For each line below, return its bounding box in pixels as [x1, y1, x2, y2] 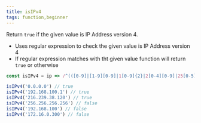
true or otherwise [14, 61, 59, 69]
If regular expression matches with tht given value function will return [14, 55, 186, 62]
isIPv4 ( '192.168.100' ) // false [6, 106, 87, 112]
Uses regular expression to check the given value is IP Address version [14, 42, 190, 50]
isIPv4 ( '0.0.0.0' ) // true [6, 84, 74, 90]
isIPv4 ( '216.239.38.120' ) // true [6, 95, 93, 101]
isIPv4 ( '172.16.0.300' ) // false [6, 111, 90, 117]
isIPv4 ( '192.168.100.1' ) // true [6, 89, 90, 96]
